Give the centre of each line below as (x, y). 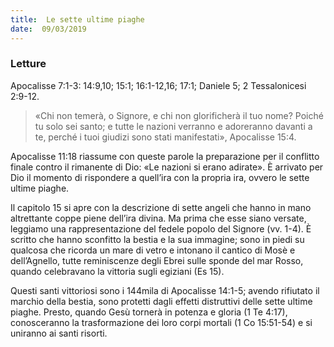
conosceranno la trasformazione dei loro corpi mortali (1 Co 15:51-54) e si (161, 322)
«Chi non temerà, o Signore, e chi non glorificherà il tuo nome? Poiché (179, 115)
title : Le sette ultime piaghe (77, 19)
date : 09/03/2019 (48, 29)
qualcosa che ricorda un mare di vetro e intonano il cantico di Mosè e (153, 250)
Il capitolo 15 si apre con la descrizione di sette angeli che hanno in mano (161, 207)
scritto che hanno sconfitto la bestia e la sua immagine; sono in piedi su (157, 239)
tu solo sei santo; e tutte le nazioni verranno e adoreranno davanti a (173, 126)
